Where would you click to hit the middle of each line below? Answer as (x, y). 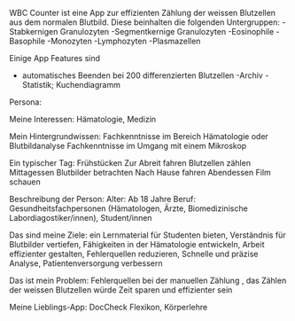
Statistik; (38, 85)
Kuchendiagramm (89, 85)
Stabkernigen (34, 31)
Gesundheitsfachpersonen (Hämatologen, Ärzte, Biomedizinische (128, 208)
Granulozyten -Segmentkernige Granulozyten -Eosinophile (167, 31)
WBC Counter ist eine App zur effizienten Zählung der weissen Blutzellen (143, 13)
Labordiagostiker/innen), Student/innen (81, 218)
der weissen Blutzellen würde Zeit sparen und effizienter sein (121, 290)
